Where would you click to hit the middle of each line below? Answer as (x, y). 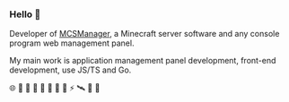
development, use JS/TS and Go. (70, 70)
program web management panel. (72, 43)
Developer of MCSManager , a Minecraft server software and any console (144, 34)
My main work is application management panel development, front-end (143, 61)
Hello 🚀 (25, 14)
